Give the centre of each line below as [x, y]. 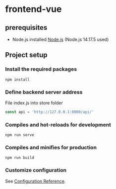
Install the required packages [41, 69]
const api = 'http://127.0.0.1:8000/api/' [50, 112]
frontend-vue [33, 9]
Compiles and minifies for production [51, 148]
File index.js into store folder [34, 102]
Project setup [27, 55]
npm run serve [20, 135]
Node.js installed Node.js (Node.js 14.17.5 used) [60, 39]
